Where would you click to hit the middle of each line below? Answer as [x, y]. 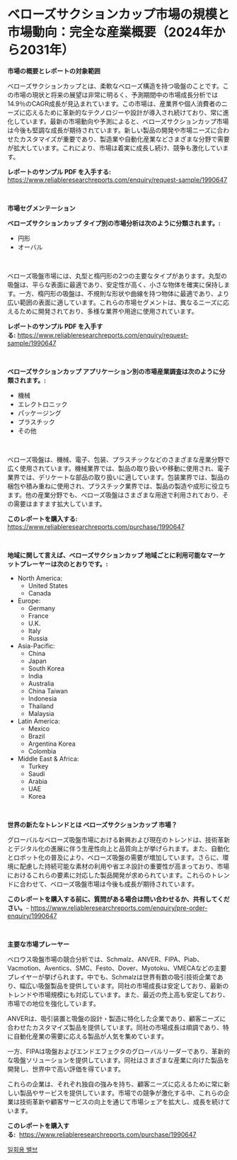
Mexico [39, 728]
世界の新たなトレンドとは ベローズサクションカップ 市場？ [92, 824]
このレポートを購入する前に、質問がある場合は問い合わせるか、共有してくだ [118, 899]
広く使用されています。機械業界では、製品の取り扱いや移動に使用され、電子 [118, 468]
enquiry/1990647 [32, 916]
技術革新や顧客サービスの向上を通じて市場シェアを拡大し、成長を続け [122, 1101]
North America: [40, 578]
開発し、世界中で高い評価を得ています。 [66, 1069]
